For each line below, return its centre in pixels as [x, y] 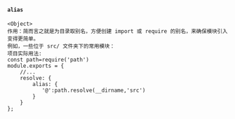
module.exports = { [36, 66]
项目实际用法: [25, 54]
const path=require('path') [48, 60]
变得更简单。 [23, 39]
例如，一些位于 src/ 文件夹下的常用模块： [61, 46]
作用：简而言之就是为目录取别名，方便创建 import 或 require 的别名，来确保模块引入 [117, 31]
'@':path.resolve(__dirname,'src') [94, 91]
